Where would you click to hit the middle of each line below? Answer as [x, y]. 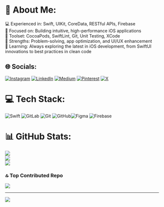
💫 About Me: [31, 10]
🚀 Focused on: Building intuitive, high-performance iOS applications [73, 31]
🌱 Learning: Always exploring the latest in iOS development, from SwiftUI [78, 46]
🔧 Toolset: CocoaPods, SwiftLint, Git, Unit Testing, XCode [63, 36]
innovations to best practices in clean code [48, 51]
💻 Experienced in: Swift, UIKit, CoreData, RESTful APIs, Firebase [70, 23]
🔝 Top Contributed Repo [34, 175]
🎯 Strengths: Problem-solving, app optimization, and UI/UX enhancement [79, 41]
